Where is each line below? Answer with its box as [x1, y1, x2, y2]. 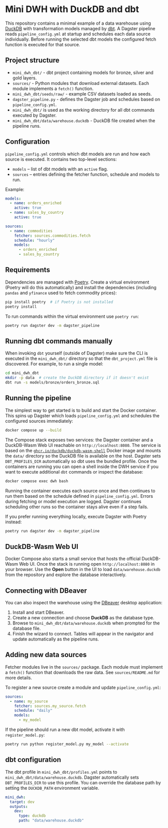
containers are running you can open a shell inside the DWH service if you [5, 464, 159, 470]
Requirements [5, 265, 50, 274]
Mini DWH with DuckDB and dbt [5, 4, 139, 15]
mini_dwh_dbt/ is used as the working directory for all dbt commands [12, 107, 154, 113]
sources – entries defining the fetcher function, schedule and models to [12, 171, 159, 177]
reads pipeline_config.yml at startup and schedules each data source [5, 31, 150, 37]
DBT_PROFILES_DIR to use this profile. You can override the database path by [5, 779, 161, 785]
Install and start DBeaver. [12, 609, 65, 615]
